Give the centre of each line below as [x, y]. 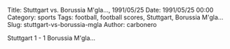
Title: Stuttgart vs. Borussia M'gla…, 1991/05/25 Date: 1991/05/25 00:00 [110, 10]
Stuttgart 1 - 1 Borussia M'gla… [52, 38]
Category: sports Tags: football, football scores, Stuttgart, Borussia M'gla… [115, 17]
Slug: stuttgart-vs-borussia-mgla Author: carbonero [82, 24]
